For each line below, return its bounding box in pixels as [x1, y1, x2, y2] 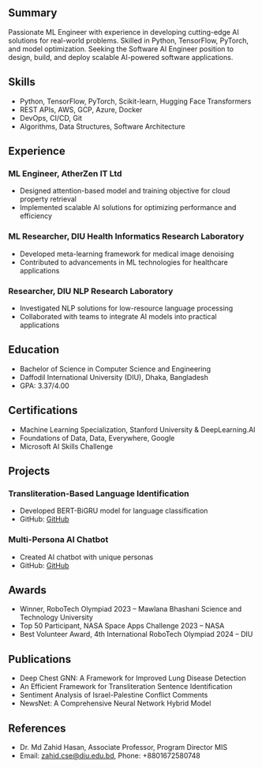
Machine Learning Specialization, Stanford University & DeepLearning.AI [19, 424, 256, 434]
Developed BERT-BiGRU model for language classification [19, 506, 208, 516]
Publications [8, 652, 72, 666]
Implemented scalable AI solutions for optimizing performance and [19, 203, 237, 213]
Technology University [19, 612, 93, 623]
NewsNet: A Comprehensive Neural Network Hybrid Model [19, 698, 211, 708]
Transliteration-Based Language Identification [8, 488, 189, 499]
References [8, 721, 66, 735]
